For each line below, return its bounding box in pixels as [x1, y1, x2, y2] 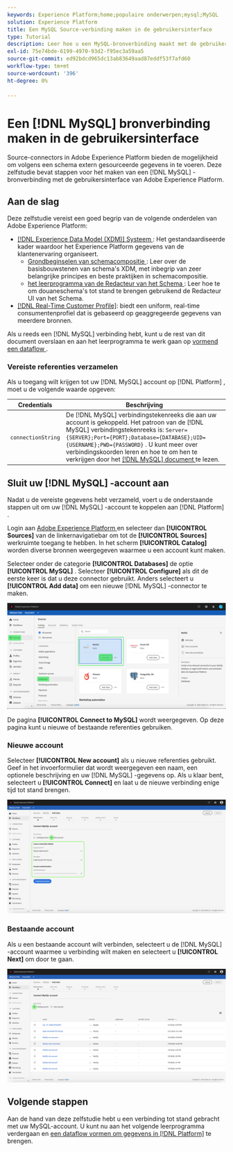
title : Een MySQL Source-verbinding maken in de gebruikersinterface [7, 26, 213, 33]
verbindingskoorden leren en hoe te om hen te [65, 448, 198, 456]
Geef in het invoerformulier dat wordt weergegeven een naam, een [7, 763, 198, 772]
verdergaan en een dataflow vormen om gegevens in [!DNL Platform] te [7, 1129, 212, 1137]
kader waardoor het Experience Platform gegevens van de [17, 242, 184, 251]
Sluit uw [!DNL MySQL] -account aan [7, 478, 169, 489]
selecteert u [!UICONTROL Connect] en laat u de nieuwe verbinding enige [7, 778, 220, 787]
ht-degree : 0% [7, 77, 49, 84]
